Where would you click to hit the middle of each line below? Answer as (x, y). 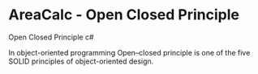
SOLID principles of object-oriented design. (81, 61)
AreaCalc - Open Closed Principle (124, 15)
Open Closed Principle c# (52, 37)
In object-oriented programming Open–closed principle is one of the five (129, 52)
